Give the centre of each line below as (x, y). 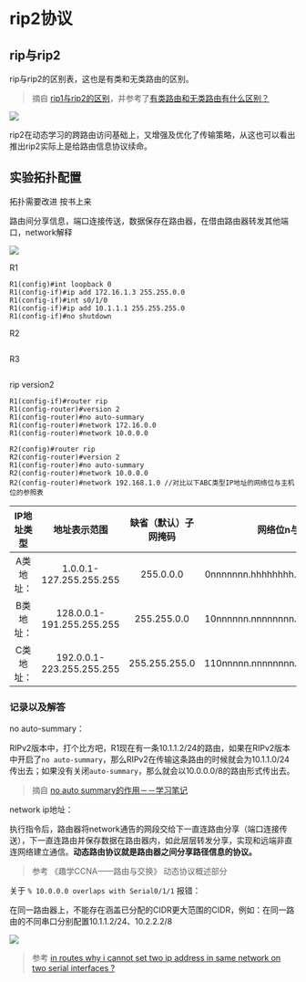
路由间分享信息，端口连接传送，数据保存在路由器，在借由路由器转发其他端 (149, 221)
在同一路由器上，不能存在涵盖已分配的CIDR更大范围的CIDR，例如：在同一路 (152, 910)
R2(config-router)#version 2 (65, 457)
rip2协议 (41, 19)
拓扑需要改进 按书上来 (51, 201)
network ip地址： (41, 810)
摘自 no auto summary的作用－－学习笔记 (110, 790)
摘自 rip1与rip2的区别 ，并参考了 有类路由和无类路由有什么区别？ (151, 98)
